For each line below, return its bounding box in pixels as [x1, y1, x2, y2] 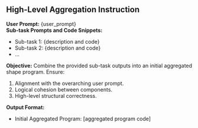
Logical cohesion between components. [14, 86, 113, 93]
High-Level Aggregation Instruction [6, 5, 140, 15]
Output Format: [6, 103, 45, 111]
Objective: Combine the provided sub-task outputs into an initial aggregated [6, 62, 193, 69]
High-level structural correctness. [14, 92, 98, 99]
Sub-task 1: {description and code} [14, 38, 100, 45]
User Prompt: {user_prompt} [6, 20, 77, 27]
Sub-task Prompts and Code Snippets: [6, 27, 103, 34]
